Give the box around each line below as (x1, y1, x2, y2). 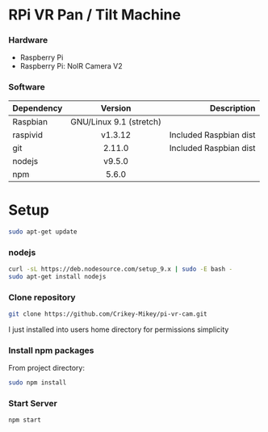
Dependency (12, 103, 63, 114)
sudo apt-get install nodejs (8, 272, 107, 280)
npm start (8, 416, 42, 425)
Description (209, 103, 256, 114)
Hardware (8, 35, 48, 46)
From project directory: (8, 363, 85, 373)
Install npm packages (8, 345, 94, 356)
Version (100, 103, 132, 114)
